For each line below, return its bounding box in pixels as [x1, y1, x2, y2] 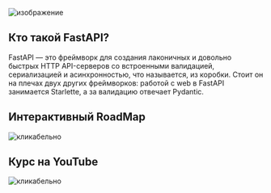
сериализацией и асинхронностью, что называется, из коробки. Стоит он [8, 69, 264, 79]
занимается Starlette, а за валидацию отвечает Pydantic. [8, 86, 205, 96]
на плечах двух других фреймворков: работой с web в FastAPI [8, 78, 225, 88]
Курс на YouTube [8, 155, 99, 169]
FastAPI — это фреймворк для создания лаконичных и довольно [8, 52, 232, 62]
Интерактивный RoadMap [8, 110, 146, 124]
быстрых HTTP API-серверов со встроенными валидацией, [8, 61, 215, 70]
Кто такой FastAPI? [8, 31, 110, 44]
